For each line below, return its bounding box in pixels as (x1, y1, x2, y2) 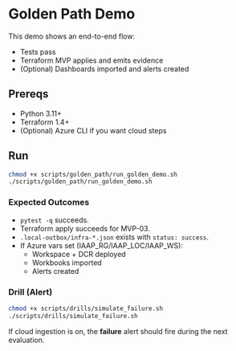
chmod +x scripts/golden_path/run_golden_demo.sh (8, 170, 178, 178)
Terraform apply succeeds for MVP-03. (19, 223, 151, 233)
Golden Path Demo (8, 5, 136, 23)
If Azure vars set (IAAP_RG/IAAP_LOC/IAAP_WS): (19, 240, 183, 250)
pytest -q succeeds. (19, 214, 90, 225)
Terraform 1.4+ (19, 117, 70, 127)
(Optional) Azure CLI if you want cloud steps (19, 125, 167, 135)
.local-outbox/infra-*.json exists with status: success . (19, 232, 209, 242)
